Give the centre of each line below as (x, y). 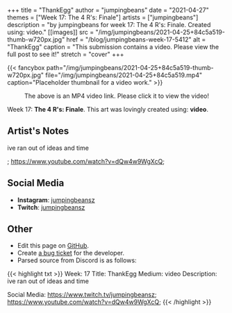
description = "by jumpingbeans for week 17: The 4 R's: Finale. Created (109, 25)
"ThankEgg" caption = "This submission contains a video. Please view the (113, 47)
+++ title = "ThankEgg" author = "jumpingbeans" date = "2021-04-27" (108, 10)
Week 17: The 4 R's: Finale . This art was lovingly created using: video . (108, 109)
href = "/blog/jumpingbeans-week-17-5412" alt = (136, 40)
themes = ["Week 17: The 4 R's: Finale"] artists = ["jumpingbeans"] (103, 17)
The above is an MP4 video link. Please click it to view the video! (117, 96)
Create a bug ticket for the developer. (71, 253)
